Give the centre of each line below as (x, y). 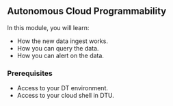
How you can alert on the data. (61, 55)
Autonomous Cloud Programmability (87, 11)
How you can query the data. (58, 48)
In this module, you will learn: (48, 27)
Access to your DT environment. (62, 88)
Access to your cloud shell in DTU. (66, 96)
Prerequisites (30, 73)
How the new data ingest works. (62, 41)
